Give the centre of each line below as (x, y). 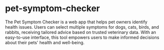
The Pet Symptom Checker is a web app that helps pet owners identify (76, 22)
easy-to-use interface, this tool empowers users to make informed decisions (82, 37)
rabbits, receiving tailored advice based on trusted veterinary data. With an (81, 32)
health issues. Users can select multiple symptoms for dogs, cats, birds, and (82, 27)
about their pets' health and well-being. (45, 42)
